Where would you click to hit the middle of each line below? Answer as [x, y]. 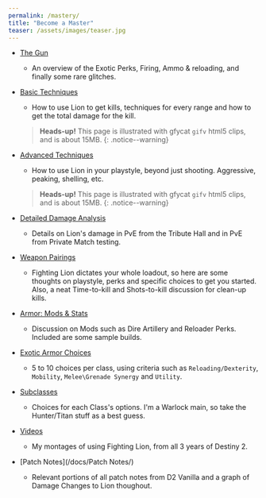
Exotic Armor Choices [55, 353]
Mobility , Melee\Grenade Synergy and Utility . [107, 376]
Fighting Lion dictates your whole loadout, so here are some [130, 273]
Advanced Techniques [56, 155]
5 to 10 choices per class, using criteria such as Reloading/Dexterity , [145, 368]
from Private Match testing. [76, 242]
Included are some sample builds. [87, 338]
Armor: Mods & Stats [54, 314]
